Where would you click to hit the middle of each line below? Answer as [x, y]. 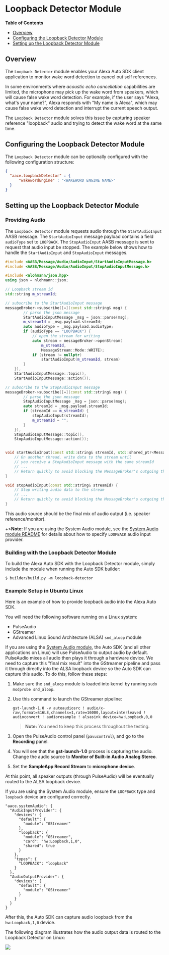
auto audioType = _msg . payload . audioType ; [68, 327]
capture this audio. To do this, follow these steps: [56, 674]
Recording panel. [30, 742]
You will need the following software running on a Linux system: [71, 617]
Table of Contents [24, 23]
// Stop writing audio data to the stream [59, 490]
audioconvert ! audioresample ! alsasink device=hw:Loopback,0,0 [82, 717]
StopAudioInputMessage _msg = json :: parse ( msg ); [75, 401]
